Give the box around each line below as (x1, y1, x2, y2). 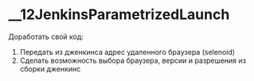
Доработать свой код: (8, 32, 84, 41)
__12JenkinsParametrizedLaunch (8, 6, 230, 24)
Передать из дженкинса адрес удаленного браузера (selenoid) (19, 47, 236, 56)
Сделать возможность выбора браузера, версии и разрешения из (19, 56, 247, 65)
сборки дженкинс (19, 64, 81, 73)
